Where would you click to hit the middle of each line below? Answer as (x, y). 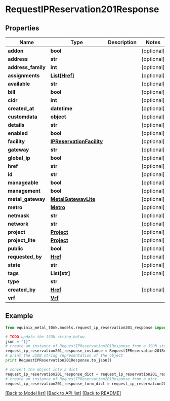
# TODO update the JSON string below (45, 337)
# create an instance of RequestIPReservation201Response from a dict (81, 379)
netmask (18, 215)
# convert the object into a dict (42, 369)
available (19, 84)
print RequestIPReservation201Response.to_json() (59, 360)
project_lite (22, 240)
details (16, 125)
